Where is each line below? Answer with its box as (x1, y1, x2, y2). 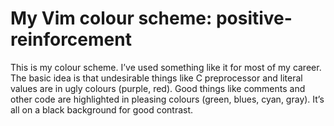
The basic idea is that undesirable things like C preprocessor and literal (10, 72, 303, 84)
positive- (215, 7, 293, 30)
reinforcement (10, 28, 132, 51)
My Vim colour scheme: (10, 7, 213, 30)
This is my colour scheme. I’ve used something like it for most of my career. (10, 61, 322, 73)
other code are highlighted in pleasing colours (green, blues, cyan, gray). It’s (10, 93, 325, 105)
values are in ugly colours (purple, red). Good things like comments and (10, 82, 306, 94)
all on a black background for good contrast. (10, 103, 194, 116)
